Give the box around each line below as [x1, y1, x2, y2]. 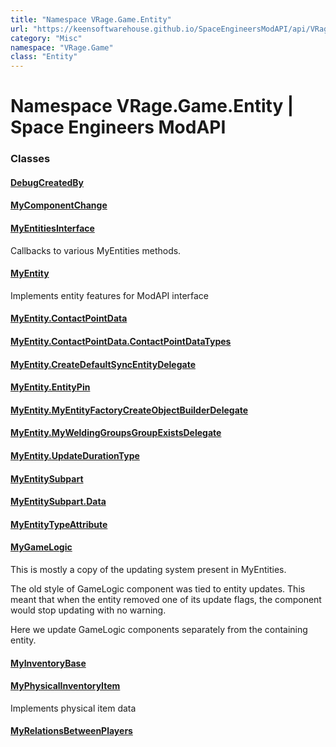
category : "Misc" [10, 33, 83, 43]
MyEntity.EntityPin [10, 381, 91, 393]
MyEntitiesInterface [10, 222, 95, 235]
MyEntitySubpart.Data [10, 496, 107, 508]
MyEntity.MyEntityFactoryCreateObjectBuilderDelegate [10, 404, 249, 416]
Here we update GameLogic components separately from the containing [10, 623, 308, 635]
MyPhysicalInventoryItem [10, 680, 121, 692]
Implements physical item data [10, 702, 137, 714]
